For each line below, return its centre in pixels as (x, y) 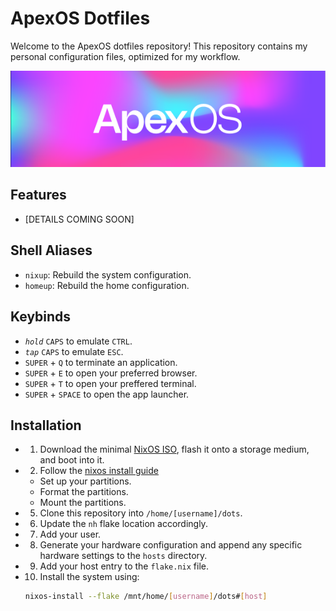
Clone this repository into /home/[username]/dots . (141, 513)
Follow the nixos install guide (99, 471)
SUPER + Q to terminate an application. (101, 362)
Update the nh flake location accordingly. (123, 524)
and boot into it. (72, 460)
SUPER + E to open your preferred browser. (111, 373)
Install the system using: (89, 577)
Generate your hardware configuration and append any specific (171, 545)
